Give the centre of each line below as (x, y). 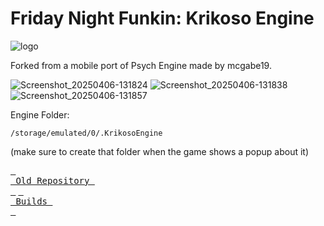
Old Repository (52, 180)
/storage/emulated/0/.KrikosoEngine (86, 133)
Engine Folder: (40, 114)
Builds (31, 201)
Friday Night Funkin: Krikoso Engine (162, 18)
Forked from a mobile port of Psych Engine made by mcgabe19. (141, 65)
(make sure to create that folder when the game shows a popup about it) (160, 151)
